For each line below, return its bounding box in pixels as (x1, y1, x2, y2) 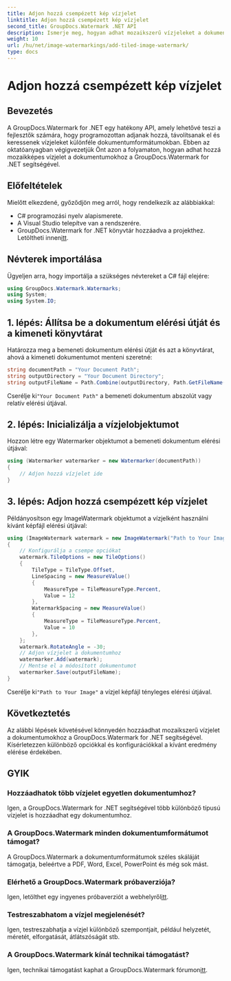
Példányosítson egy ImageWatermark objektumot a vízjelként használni (7, 514, 208, 522)
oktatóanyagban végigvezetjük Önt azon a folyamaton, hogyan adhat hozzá (7, 145, 221, 153)
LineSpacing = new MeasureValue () (32, 573, 131, 580)
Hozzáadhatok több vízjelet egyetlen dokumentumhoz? (7, 788, 197, 797)
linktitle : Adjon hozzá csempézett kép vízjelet (7, 16, 149, 23)
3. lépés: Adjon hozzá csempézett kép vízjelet (7, 496, 208, 507)
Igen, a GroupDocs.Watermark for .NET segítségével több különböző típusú (7, 804, 221, 812)
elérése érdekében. (7, 747, 62, 756)
